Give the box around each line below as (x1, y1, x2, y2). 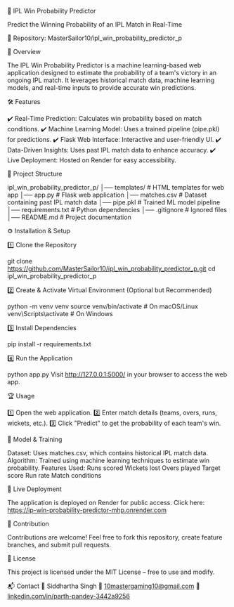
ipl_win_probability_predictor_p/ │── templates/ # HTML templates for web (7, 183, 225, 191)
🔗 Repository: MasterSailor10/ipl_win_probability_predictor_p (7, 34, 183, 42)
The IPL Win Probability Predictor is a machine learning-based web (7, 61, 202, 70)
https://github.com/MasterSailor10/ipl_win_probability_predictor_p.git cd (7, 264, 216, 273)
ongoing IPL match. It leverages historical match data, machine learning (7, 76, 215, 84)
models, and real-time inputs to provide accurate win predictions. (7, 84, 197, 91)
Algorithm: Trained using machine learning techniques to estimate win (7, 457, 210, 464)
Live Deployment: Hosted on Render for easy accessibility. (7, 156, 177, 164)
